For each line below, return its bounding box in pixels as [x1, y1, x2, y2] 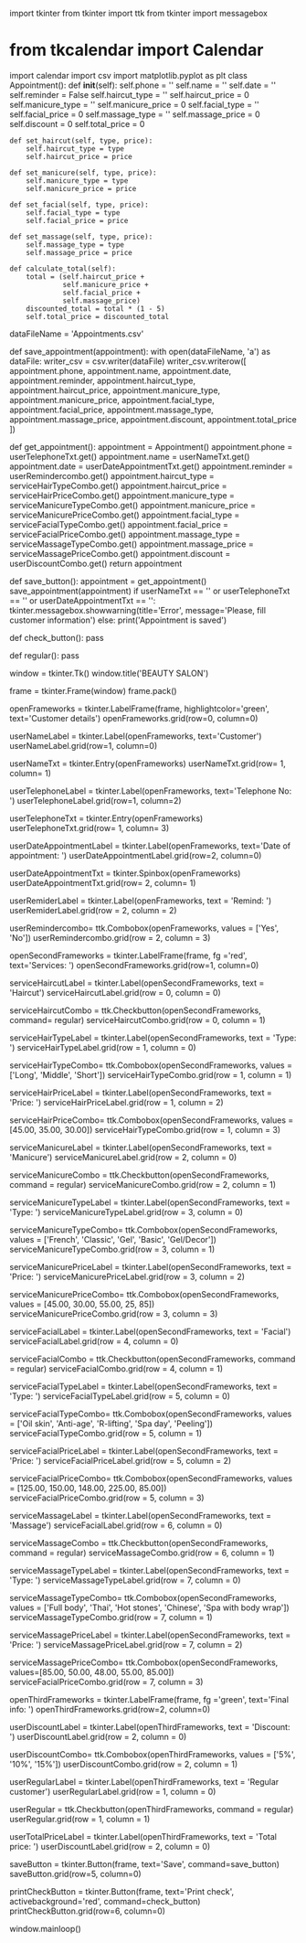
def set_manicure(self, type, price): [9, 168, 157, 177]
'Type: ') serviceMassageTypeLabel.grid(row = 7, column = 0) [9, 1575, 241, 1585]
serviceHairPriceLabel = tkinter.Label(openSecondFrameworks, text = [9, 1087, 272, 1098]
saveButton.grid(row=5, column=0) [9, 1868, 142, 1879]
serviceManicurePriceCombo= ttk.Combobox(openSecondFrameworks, [9, 1288, 280, 1299]
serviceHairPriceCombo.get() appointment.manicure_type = [9, 489, 236, 501]
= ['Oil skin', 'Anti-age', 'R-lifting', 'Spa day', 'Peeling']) [9, 1417, 213, 1429]
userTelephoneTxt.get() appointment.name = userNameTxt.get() [9, 451, 250, 462]
